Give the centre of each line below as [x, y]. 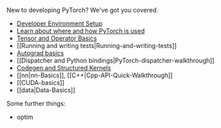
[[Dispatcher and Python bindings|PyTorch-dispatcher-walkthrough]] [115, 61]
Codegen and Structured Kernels [64, 68]
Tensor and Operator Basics [57, 38]
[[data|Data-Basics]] [46, 90]
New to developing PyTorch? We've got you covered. [82, 10]
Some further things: [36, 103]
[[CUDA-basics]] [40, 82]
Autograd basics [40, 53]
